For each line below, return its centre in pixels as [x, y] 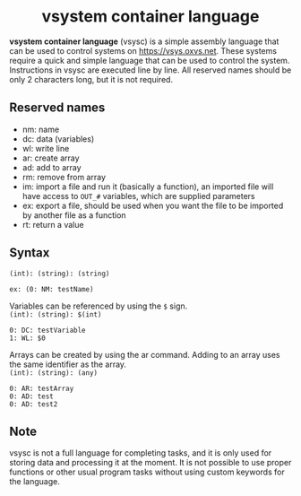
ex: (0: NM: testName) [52, 289]
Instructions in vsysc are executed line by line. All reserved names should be [150, 70]
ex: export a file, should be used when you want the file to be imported [153, 205]
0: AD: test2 [34, 404]
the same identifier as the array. [68, 364]
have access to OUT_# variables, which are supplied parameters [138, 196]
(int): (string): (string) [60, 274]
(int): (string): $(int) [56, 314]
